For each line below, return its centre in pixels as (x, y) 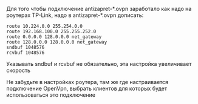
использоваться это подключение (51, 95)
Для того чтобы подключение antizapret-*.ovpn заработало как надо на (99, 9)
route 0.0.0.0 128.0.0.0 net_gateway (54, 37)
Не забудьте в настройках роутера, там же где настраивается (87, 82)
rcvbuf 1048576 (26, 53)
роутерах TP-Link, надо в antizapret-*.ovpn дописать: (75, 15)
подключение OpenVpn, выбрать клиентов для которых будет (87, 88)
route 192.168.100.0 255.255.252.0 (51, 31)
